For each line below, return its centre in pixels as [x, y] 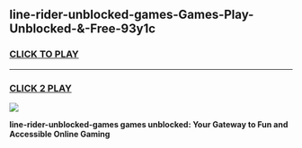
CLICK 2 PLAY [40, 88]
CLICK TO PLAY [44, 55]
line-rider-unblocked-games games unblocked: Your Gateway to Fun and [149, 124]
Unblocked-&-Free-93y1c [82, 29]
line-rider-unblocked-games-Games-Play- [132, 15]
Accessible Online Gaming [60, 134]
